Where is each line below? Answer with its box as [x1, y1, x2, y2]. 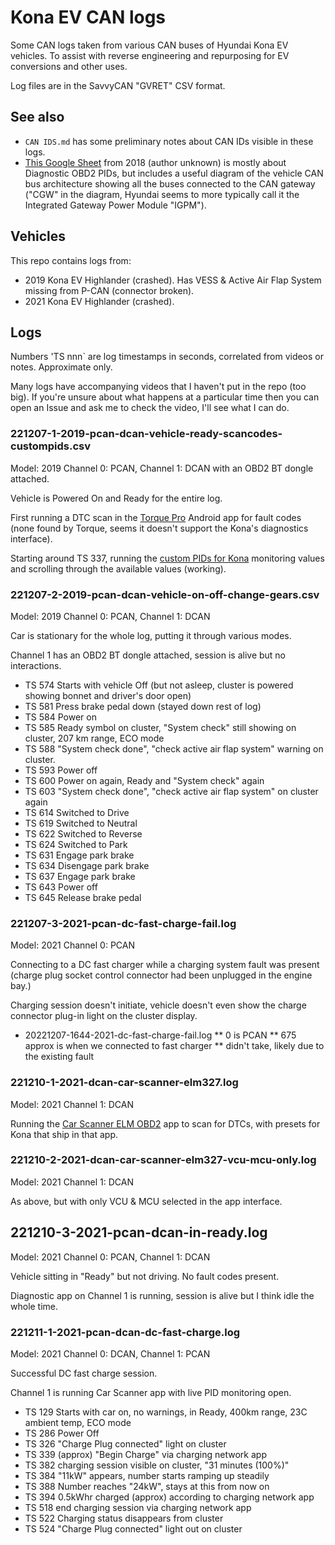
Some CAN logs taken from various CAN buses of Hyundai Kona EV [10, 39, 289, 51]
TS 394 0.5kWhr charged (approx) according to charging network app [24, 1491, 315, 1503]
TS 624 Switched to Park [24, 838, 128, 850]
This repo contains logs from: [10, 254, 132, 266]
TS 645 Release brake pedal [24, 891, 142, 903]
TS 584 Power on [24, 711, 97, 723]
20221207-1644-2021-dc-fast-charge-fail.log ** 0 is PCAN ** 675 [24, 1029, 297, 1041]
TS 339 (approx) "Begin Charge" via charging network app [24, 1448, 267, 1460]
